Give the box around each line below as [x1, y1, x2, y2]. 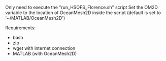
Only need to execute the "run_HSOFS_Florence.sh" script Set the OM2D [5, 5, 158, 10]
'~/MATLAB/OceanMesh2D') [5, 15, 65, 21]
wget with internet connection [12, 45, 76, 51]
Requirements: [5, 25, 36, 31]
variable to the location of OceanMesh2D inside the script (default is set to [5, 10, 161, 16]
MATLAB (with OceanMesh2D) [12, 50, 77, 56]
